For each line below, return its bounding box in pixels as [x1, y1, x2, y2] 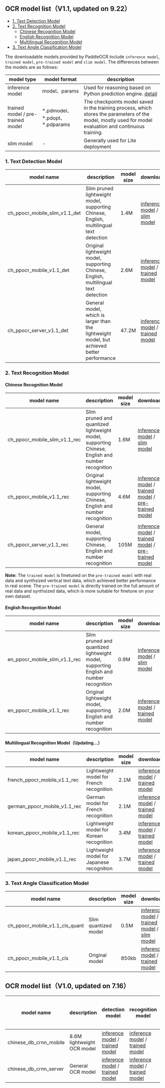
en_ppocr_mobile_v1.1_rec [7, 707, 70, 714]
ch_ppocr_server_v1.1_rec [7, 542, 69, 548]
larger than [85, 318, 111, 325]
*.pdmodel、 [42, 107, 72, 114]
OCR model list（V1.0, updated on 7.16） [5, 982, 130, 990]
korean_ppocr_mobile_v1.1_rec [7, 829, 80, 836]
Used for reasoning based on [83, 84, 151, 91]
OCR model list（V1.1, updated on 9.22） [5, 4, 131, 13]
